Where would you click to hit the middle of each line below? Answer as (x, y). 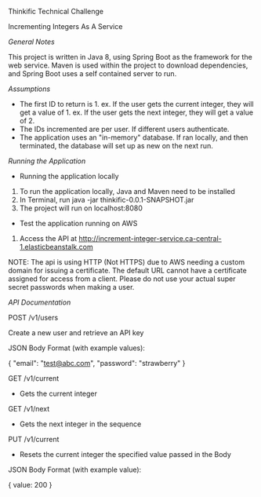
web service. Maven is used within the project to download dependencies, (128, 65)
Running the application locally (69, 176)
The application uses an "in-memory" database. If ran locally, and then (134, 137)
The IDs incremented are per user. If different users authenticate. (124, 129)
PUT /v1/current (34, 439)
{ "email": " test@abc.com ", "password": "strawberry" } (97, 363)
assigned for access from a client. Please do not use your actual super (122, 279)
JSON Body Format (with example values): (76, 348)
